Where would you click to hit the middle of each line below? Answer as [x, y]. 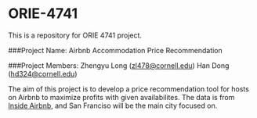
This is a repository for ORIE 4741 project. [75, 35]
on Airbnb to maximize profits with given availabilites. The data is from [121, 97]
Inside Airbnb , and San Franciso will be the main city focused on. [113, 105]
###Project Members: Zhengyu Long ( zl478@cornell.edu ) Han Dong [119, 65]
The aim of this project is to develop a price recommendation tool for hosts [128, 89]
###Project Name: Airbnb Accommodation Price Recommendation [116, 50]
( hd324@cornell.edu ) [43, 73]
